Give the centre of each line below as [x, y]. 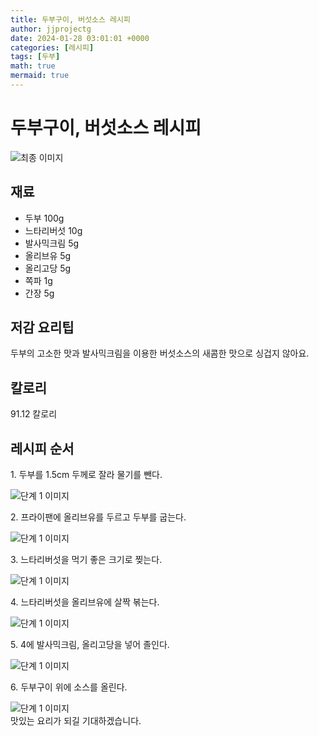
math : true [33, 66]
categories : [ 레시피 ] [52, 47]
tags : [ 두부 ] [35, 57]
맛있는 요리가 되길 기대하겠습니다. [76, 721]
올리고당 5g [48, 268]
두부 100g [44, 218]
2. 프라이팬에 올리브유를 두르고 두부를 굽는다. [98, 517]
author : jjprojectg [51, 29]
